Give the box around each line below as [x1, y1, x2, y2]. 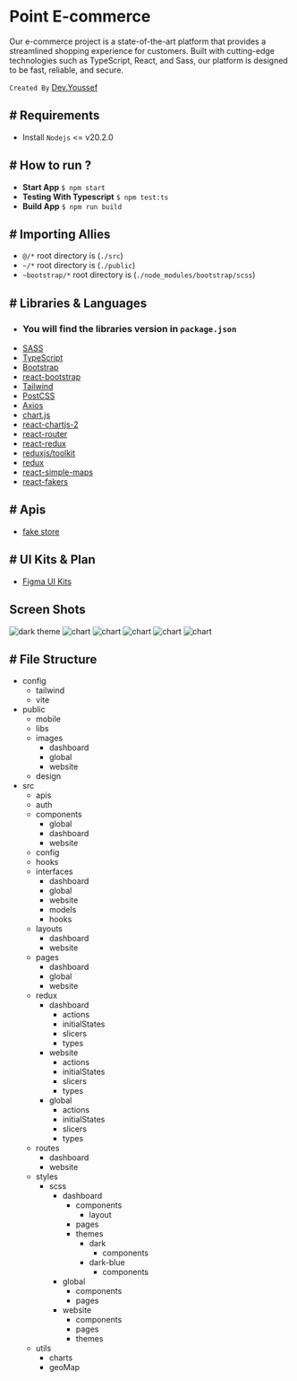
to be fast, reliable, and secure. [9, 65, 123, 75]
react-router [21, 429, 68, 440]
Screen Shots [9, 602, 87, 617]
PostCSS [21, 390, 55, 401]
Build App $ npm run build [21, 200, 123, 212]
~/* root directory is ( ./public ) [21, 260, 136, 271]
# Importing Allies [9, 226, 111, 241]
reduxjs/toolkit [21, 448, 76, 459]
